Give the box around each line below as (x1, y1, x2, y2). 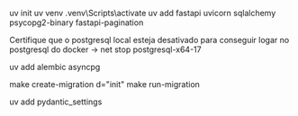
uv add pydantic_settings (9, 96, 103, 107)
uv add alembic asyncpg (9, 62, 101, 72)
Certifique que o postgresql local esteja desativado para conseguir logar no (9, 35, 290, 45)
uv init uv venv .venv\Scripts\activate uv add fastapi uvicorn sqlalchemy (9, 8, 276, 18)
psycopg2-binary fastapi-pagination (9, 17, 144, 28)
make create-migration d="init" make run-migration (9, 79, 201, 89)
